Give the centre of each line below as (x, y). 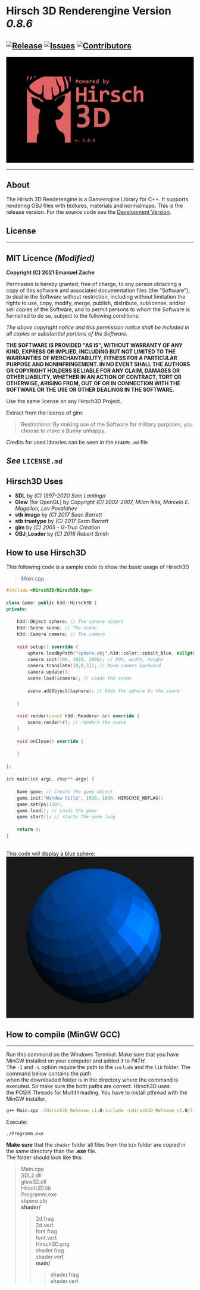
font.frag (46, 1231)
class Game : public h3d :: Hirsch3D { (51, 603)
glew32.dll (33, 1182)
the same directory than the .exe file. (51, 1151)
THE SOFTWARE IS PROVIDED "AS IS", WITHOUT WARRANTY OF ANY (95, 345)
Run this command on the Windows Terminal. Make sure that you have (93, 1055)
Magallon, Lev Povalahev (46, 508)
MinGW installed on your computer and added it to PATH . (76, 1061)
